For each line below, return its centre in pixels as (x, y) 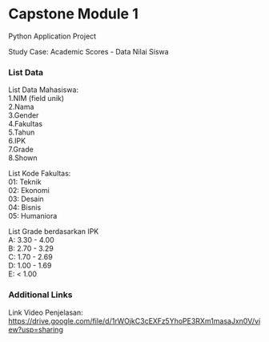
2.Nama (21, 107)
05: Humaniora (33, 216)
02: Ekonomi (29, 191)
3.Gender (24, 115)
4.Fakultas (25, 124)
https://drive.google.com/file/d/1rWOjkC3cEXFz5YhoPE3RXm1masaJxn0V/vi (134, 320)
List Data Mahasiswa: (43, 90)
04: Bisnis (25, 207)
